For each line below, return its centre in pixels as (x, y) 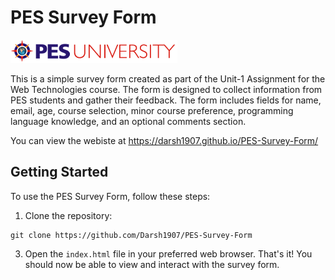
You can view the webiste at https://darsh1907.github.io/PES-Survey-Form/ (164, 140)
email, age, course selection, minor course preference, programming (152, 110)
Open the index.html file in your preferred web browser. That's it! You (168, 253)
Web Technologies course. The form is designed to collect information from (166, 89)
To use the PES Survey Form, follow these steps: (110, 196)
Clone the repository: (68, 215)
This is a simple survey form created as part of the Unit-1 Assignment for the (168, 78)
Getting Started (59, 172)
